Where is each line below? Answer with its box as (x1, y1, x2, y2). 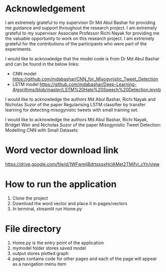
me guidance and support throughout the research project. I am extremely (5, 24, 158, 30)
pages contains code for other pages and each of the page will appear (12, 256, 158, 262)
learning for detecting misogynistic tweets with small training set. (5, 107, 139, 113)
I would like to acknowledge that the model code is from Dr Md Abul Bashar (5, 55, 160, 61)
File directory (5, 223, 61, 235)
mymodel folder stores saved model (12, 245, 86, 251)
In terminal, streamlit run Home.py (12, 206, 82, 212)
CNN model (12, 70, 36, 76)
